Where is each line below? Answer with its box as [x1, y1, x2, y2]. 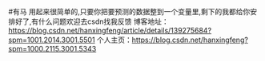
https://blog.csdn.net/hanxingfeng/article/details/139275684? [8, 26, 212, 35]
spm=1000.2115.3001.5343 [8, 44, 97, 53]
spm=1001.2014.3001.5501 [8, 35, 95, 44]
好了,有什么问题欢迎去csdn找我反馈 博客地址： [14, 17, 170, 26]
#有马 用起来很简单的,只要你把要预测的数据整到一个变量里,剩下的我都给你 [8, 7, 251, 16]
